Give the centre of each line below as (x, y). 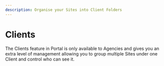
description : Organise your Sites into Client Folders (64, 10)
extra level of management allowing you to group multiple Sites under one (81, 53)
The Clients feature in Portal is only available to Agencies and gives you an (82, 48)
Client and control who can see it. (40, 59)
